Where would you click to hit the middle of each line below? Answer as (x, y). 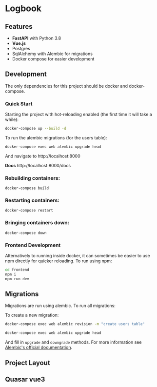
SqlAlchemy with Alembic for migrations (52, 54)
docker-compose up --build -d (36, 129)
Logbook (23, 9)
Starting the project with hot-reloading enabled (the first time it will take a (78, 115)
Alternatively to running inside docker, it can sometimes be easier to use (78, 256)
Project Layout (28, 363)
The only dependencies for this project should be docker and (67, 86)
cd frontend (17, 270)
